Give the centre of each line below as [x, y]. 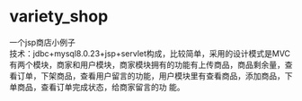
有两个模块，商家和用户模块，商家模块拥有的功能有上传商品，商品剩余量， [147, 64]
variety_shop [59, 17]
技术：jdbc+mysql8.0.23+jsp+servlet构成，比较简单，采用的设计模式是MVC [150, 53]
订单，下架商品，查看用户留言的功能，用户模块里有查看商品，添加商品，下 [155, 76]
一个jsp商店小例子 [43, 42]
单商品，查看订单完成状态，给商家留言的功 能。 [97, 87]
